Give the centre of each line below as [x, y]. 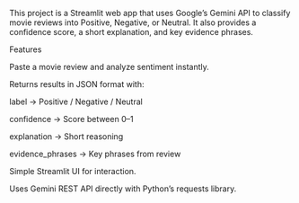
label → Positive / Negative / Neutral [76, 101]
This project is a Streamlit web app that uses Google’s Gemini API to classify [150, 13]
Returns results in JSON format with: [77, 84]
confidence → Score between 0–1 [71, 119]
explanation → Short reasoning [66, 137]
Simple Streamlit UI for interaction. [73, 171]
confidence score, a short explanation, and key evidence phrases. [132, 32]
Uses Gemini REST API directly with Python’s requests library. [123, 189]
